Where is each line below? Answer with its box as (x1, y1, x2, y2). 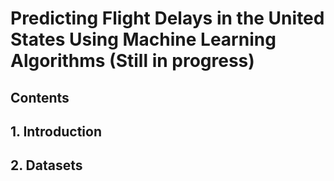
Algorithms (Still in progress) (10, 50, 255, 72)
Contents (10, 89, 70, 106)
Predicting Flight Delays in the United (10, 7, 325, 30)
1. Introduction (10, 123, 102, 140)
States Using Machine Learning (10, 28, 277, 51)
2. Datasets (10, 157, 83, 174)
